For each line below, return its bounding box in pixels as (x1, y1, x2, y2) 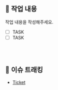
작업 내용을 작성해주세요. (5, 19, 53, 25)
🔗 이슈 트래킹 (5, 65, 43, 74)
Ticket (12, 79, 26, 85)
